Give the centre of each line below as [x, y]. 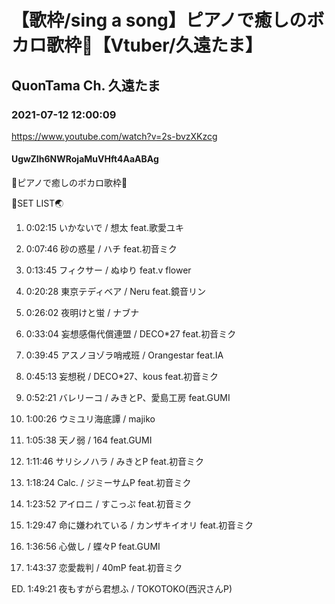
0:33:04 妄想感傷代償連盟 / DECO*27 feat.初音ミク [131, 334]
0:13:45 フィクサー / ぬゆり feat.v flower [108, 270]
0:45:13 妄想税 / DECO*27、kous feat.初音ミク [122, 377]
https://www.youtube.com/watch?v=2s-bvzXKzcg [114, 136]
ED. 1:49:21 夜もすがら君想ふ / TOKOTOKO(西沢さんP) [122, 589]
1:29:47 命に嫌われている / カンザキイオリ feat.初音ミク [139, 525]
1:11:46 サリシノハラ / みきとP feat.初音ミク [114, 462]
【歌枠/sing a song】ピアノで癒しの [159, 20]
